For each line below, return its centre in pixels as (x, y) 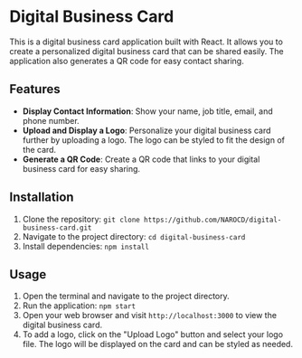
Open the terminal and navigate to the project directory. (126, 297)
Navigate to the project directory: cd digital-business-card (134, 236)
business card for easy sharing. (81, 168)
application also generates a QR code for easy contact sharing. (127, 61)
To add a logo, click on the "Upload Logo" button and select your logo (152, 334)
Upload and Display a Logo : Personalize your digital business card (146, 130)
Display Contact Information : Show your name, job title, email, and (147, 111)
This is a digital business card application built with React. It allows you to (146, 42)
